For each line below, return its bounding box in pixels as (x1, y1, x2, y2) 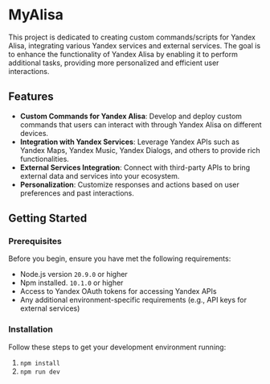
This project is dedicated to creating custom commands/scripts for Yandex (8, 32, 256, 42)
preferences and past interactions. (19, 188, 135, 198)
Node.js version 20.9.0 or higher (19, 270, 129, 279)
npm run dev (19, 368, 60, 376)
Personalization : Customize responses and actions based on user (19, 180, 239, 189)
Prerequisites (8, 236, 62, 247)
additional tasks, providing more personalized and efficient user (8, 58, 219, 68)
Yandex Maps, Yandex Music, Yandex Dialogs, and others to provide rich (19, 145, 261, 155)
